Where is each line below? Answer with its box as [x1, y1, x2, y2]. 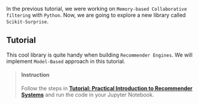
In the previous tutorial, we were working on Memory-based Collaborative [6, 5, 187, 12]
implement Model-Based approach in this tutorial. [6, 57, 125, 65]
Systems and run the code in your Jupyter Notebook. [21, 91, 154, 99]
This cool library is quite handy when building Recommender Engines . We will [6, 51, 193, 58]
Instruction [21, 72, 50, 79]
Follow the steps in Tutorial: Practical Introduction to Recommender [21, 85, 193, 92]
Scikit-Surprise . [6, 18, 49, 25]
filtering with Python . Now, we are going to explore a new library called [6, 11, 186, 19]
